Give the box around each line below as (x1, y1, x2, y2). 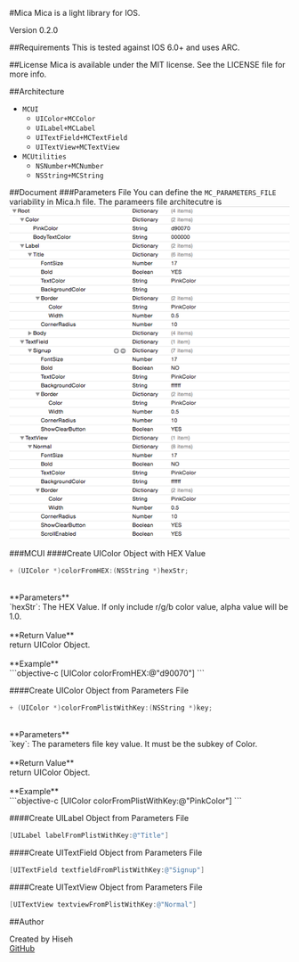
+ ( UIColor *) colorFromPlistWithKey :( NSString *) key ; (9, 703, 214, 712)
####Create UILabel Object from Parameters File (9, 812, 190, 823)
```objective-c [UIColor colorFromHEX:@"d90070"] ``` (9, 668, 205, 678)
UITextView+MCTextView (35, 143, 120, 152)
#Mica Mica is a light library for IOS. (9, 8, 141, 18)
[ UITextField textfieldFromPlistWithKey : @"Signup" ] (9, 865, 205, 875)
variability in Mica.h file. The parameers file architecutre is (9, 196, 222, 207)
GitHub (9, 942, 36, 953)
